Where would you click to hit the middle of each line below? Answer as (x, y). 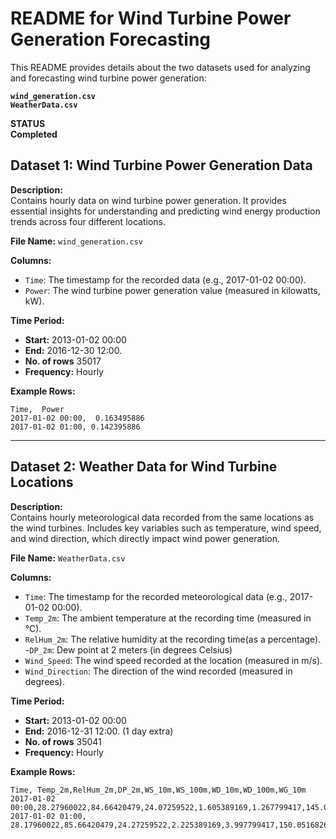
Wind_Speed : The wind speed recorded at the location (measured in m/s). (173, 660)
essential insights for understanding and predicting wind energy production (165, 211)
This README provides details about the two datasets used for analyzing (160, 67)
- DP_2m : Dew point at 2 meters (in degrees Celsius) (128, 649)
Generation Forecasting (111, 39)
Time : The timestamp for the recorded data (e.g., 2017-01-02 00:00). (165, 279)
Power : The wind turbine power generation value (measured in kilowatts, (172, 290)
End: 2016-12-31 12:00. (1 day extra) (99, 731)
